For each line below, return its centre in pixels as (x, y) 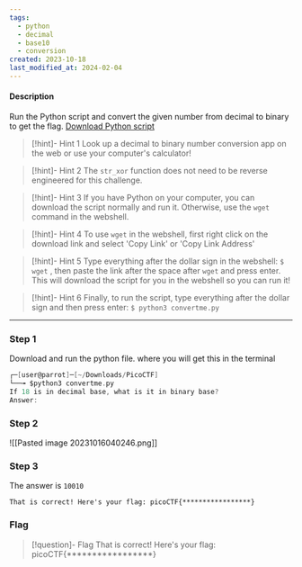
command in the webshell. (80, 217)
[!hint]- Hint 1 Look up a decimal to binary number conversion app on (159, 144)
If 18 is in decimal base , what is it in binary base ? (114, 392)
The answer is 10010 (47, 486)
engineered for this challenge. (87, 180)
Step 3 (24, 466)
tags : (19, 18)
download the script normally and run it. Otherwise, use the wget (150, 207)
